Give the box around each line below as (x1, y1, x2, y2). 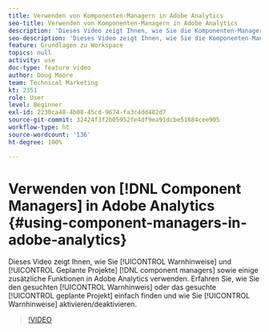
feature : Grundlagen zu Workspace (8, 42, 124, 50)
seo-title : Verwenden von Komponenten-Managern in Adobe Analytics (8, 19, 239, 27)
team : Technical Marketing (8, 78, 98, 86)
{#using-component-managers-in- (8, 214, 247, 232)
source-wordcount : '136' (8, 130, 91, 138)
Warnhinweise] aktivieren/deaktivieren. (8, 299, 138, 309)
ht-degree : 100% (8, 138, 62, 146)
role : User (8, 94, 45, 102)
